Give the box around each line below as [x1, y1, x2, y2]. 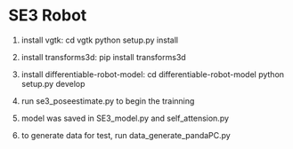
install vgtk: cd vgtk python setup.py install [20, 35, 179, 45]
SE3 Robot [8, 5, 87, 26]
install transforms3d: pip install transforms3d [20, 51, 186, 62]
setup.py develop [20, 78, 85, 89]
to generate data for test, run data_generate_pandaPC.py [20, 129, 231, 140]
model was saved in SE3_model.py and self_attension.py [20, 113, 229, 123]
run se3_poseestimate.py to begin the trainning [20, 95, 195, 106]
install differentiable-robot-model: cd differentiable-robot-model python [20, 68, 285, 80]
